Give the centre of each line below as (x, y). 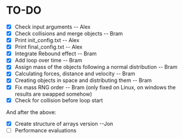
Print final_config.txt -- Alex (49, 47)
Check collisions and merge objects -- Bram (69, 34)
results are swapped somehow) (53, 94)
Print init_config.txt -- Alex (47, 40)
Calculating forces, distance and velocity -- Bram (75, 74)
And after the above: (31, 112)
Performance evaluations (45, 130)
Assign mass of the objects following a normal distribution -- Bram (96, 67)
